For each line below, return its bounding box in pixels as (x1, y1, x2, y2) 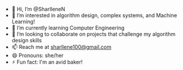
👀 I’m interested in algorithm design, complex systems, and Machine (11, 12, 178, 19)
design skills (11, 37, 42, 44)
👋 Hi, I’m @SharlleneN (11, 6, 66, 12)
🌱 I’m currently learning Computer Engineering (11, 24, 125, 31)
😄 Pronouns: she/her (11, 52, 64, 59)
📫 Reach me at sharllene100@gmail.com (11, 44, 112, 50)
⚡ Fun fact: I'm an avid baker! (11, 59, 83, 65)
